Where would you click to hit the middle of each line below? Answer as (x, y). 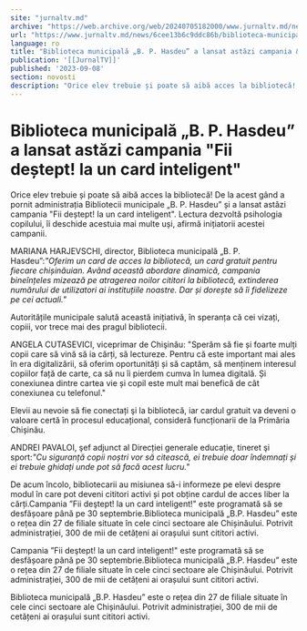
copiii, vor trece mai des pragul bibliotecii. (89, 326)
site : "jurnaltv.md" (50, 18)
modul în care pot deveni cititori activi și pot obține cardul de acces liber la (150, 494)
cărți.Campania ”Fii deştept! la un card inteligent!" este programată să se (147, 504)
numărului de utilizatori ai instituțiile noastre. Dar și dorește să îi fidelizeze (149, 290)
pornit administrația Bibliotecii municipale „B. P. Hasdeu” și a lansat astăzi (148, 204)
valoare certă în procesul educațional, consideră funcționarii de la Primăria (150, 420)
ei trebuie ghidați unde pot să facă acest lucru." (100, 466)
